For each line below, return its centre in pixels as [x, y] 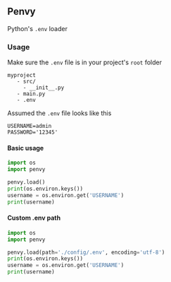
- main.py [31, 94]
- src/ [26, 82]
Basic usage [26, 148]
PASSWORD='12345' [33, 133]
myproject [22, 76]
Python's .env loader [38, 28]
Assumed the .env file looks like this [59, 113]
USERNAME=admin [30, 127]
